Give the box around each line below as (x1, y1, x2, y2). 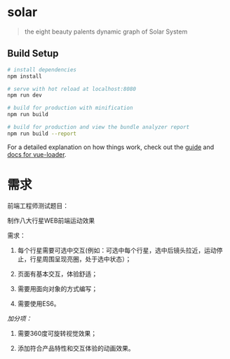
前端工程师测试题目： (7, 201, 69, 210)
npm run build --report (7, 130, 77, 137)
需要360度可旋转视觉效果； (17, 329, 97, 337)
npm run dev (7, 92, 42, 99)
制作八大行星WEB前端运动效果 (7, 216, 95, 225)
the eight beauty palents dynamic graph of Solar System (24, 27, 188, 36)
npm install (7, 73, 42, 80)
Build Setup (7, 48, 59, 59)
